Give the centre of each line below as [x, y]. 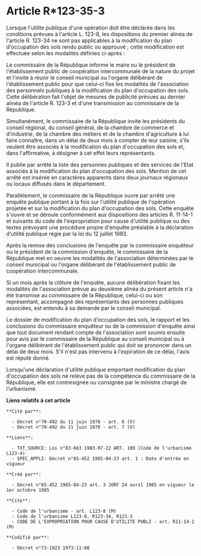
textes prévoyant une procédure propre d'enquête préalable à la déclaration [100, 227]
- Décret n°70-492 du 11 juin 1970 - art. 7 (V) [73, 427]
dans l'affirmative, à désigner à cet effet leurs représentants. [81, 153]
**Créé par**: [24, 474]
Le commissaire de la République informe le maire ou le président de [91, 65]
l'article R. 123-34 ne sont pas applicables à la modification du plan [89, 40]
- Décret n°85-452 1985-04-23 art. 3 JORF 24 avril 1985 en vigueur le [103, 485]
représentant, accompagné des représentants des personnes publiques [95, 301]
